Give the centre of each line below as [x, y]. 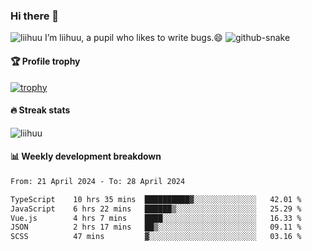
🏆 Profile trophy [45, 61]
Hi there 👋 [35, 16]
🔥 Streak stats [40, 110]
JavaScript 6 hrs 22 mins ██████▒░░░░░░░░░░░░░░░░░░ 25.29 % [156, 209]
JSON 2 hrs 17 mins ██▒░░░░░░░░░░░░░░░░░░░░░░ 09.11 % [156, 227]
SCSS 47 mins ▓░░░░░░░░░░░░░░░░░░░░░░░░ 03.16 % [156, 237]
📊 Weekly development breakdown [86, 156]
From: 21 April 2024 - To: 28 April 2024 [98, 181]
